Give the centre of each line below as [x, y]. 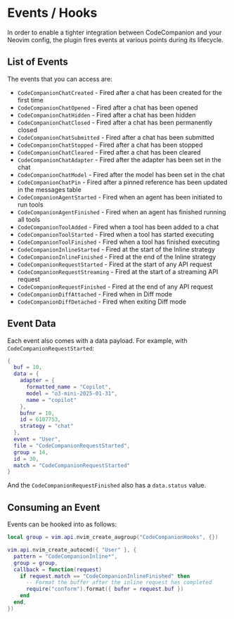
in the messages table [50, 189]
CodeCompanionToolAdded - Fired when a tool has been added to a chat [118, 227]
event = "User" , [37, 439]
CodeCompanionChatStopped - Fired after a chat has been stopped [110, 145]
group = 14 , [31, 452]
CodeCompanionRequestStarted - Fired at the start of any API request [115, 264]
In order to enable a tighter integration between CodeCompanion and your [115, 32]
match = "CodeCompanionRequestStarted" [72, 465]
